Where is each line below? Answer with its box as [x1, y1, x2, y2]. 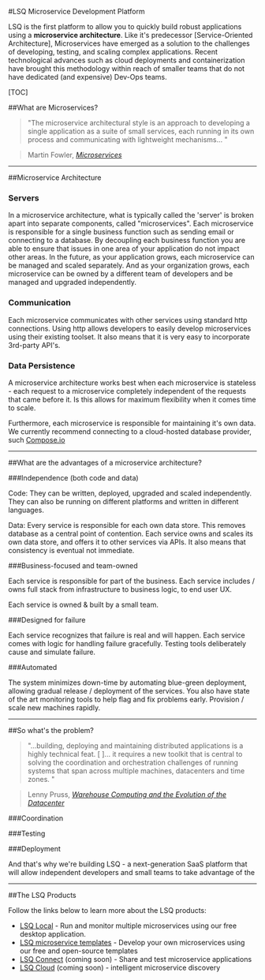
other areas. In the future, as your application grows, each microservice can [8, 252, 255, 262]
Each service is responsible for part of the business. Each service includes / [8, 576, 255, 585]
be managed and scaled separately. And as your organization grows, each [8, 260, 250, 271]
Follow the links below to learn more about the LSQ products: [8, 905, 207, 915]
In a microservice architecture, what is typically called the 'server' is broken [8, 211, 254, 220]
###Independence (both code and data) [8, 473, 140, 482]
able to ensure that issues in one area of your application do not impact [8, 244, 240, 253]
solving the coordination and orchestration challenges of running [27, 757, 239, 767]
